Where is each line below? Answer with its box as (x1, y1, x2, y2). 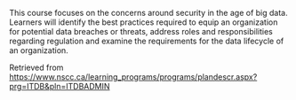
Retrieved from (9, 62, 64, 73)
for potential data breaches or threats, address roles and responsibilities (9, 27, 274, 36)
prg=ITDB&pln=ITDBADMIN (9, 81, 110, 91)
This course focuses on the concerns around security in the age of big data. (9, 8, 288, 18)
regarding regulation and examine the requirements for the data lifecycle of (9, 35, 284, 46)
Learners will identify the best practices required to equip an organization (9, 17, 278, 27)
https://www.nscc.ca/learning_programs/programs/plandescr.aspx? (9, 72, 258, 82)
